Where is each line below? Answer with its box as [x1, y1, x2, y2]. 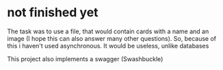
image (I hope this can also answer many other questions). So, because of [7, 34, 217, 42]
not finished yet [7, 5, 99, 20]
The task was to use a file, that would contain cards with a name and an [7, 27, 209, 35]
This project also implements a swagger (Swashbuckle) [7, 54, 163, 63]
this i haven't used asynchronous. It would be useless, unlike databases [7, 41, 209, 50]
